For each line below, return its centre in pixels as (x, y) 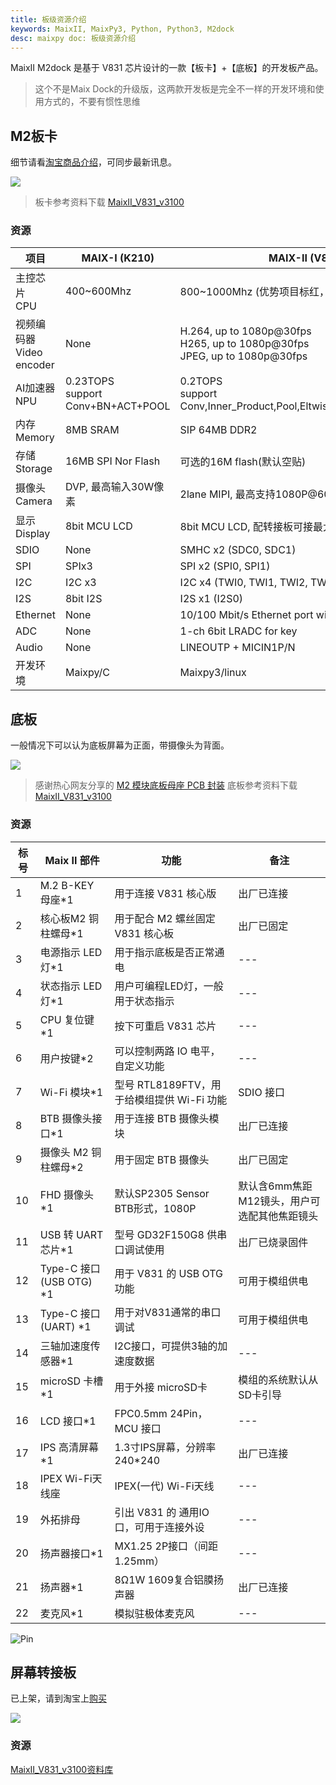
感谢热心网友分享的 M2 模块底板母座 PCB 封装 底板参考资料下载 (166, 785)
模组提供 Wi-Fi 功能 (181, 1099)
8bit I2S (83, 599)
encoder (35, 365)
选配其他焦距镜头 (278, 1216)
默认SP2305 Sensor (162, 1193)
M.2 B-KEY (67, 885)
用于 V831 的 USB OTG (168, 1273)
